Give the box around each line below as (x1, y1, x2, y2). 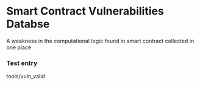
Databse (6, 17, 50, 31)
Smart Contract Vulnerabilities (6, 4, 165, 18)
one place (6, 44, 32, 51)
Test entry (6, 59, 38, 67)
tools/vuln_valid (6, 73, 46, 80)
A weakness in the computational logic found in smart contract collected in (6, 37, 195, 44)
